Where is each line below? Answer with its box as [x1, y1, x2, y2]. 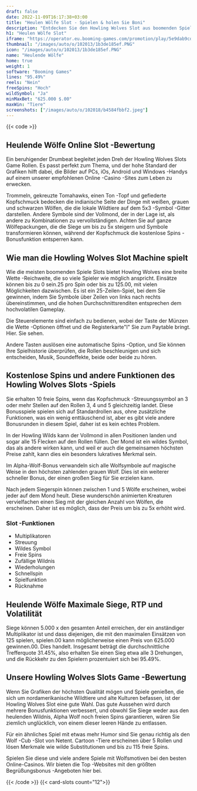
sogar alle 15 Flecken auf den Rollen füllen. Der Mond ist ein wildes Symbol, [6, 438, 189, 445]
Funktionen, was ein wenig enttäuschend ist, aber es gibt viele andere [6, 414, 175, 421]
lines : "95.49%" [6, 74, 46, 80]
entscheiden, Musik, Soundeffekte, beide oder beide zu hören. [6, 354, 157, 360]
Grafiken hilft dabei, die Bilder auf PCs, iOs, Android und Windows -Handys [6, 168, 188, 175]
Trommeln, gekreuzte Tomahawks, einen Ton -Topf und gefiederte [6, 192, 167, 199]
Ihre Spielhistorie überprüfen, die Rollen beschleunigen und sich [6, 347, 161, 354]
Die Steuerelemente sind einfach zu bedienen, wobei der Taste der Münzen [6, 317, 189, 324]
